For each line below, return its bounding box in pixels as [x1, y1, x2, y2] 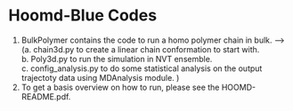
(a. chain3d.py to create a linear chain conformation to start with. [20, 44, 260, 54]
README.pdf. [20, 91, 71, 102]
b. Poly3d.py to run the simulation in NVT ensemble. [20, 53, 213, 64]
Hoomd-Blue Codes [8, 5, 158, 26]
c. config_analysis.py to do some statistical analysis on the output [20, 63, 263, 74]
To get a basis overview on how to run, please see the [20, 82, 220, 92]
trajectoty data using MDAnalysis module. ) [20, 72, 180, 83]
